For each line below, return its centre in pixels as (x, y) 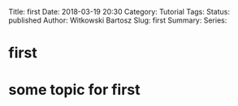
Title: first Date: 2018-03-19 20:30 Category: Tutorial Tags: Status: (119, 12)
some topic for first (74, 90)
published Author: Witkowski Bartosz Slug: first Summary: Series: (118, 20)
